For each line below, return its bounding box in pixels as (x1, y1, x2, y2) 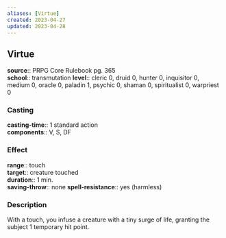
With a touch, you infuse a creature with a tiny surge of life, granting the (7, 215, 210, 224)
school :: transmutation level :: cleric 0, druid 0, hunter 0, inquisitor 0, (7, 73, 200, 82)
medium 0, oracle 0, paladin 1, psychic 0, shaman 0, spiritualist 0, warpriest (7, 81, 219, 89)
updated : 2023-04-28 (7, 23, 66, 29)
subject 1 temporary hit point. (7, 223, 90, 231)
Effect (7, 145, 28, 155)
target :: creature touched (7, 168, 79, 176)
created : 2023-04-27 (7, 16, 66, 23)
